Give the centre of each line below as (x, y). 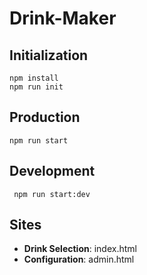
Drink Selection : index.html (80, 249)
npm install (34, 78)
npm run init (36, 87)
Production (45, 117)
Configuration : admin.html (79, 259)
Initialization (49, 55)
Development (52, 171)
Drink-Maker (63, 18)
